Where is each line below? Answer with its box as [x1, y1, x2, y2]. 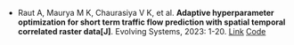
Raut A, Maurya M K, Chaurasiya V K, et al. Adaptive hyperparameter [17, 8, 274, 18]
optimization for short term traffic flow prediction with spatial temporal [17, 17, 286, 27]
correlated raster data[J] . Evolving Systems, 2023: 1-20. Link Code [17, 26, 266, 36]
